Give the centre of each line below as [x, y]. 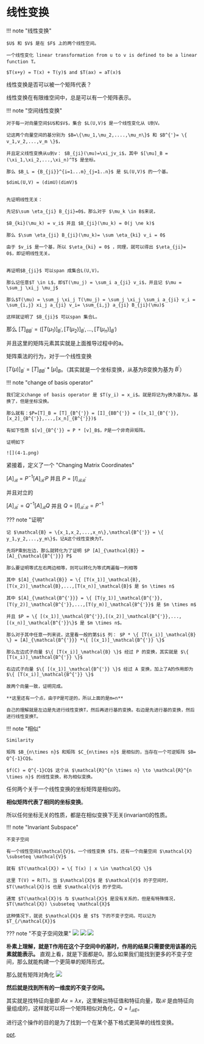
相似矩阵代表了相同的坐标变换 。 [46, 802]
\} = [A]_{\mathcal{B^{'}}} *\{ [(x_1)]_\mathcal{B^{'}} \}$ [86, 640]
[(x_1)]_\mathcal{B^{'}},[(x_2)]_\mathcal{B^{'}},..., [111, 617]
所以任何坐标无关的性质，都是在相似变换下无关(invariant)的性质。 [88, 815]
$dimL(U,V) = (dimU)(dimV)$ [42, 182]
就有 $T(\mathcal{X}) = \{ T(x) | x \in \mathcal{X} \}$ [79, 869]
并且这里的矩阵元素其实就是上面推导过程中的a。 [66, 343]
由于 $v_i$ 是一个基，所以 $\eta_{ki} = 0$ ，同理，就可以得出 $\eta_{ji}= [96, 247]
